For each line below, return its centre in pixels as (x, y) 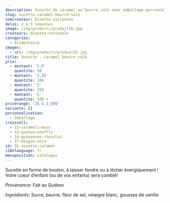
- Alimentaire (25, 43)
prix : (11, 62)
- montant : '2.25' (29, 76)
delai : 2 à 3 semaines (29, 24)
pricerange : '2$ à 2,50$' (32, 104)
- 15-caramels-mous (30, 127)
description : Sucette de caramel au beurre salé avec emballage (74, 10)
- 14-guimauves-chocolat (36, 137)
